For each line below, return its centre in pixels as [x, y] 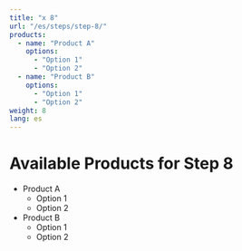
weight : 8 [28, 111]
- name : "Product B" [56, 77]
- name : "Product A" [56, 43]
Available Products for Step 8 [121, 164]
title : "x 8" [34, 18]
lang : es [26, 119]
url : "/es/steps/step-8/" [58, 26]
